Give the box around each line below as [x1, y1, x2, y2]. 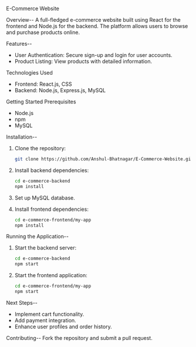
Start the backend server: [14, 244, 77, 251]
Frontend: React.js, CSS [14, 80, 72, 87]
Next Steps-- [6, 299, 38, 306]
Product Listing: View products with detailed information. [14, 58, 153, 65]
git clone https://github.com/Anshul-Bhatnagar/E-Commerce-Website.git [14, 156, 194, 162]
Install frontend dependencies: [14, 205, 89, 213]
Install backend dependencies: [14, 167, 89, 174]
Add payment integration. [14, 316, 76, 324]
